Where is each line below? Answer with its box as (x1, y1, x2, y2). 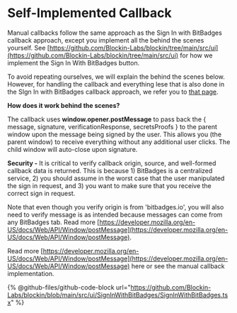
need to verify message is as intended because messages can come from (7, 210, 223, 219)
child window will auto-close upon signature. (7, 145, 138, 153)
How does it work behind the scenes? (7, 101, 120, 109)
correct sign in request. (7, 189, 76, 197)
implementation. (7, 269, 54, 278)
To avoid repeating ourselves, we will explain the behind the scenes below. (7, 72, 225, 81)
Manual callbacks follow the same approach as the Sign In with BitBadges (7, 28, 223, 37)
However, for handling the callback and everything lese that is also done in (7, 79, 225, 88)
